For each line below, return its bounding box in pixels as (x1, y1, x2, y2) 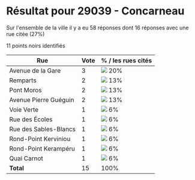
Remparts (9, 76, 37, 85)
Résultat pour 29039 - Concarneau (6, 4, 185, 18)
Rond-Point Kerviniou (9, 134, 71, 143)
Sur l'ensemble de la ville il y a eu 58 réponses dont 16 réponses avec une (6, 24, 189, 31)
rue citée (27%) (6, 30, 45, 37)
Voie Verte (9, 105, 39, 113)
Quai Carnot (9, 154, 44, 163)
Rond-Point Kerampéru (9, 144, 75, 152)
